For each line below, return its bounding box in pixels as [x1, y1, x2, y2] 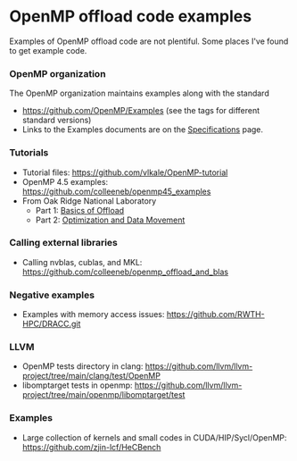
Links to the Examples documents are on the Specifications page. [21, 124, 264, 135]
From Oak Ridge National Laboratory [21, 195, 157, 206]
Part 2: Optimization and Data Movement [35, 214, 186, 225]
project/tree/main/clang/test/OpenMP [21, 371, 161, 381]
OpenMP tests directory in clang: [21, 361, 144, 372]
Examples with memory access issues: [21, 309, 165, 320]
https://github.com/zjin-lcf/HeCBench [21, 441, 161, 452]
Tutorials [9, 147, 49, 159]
